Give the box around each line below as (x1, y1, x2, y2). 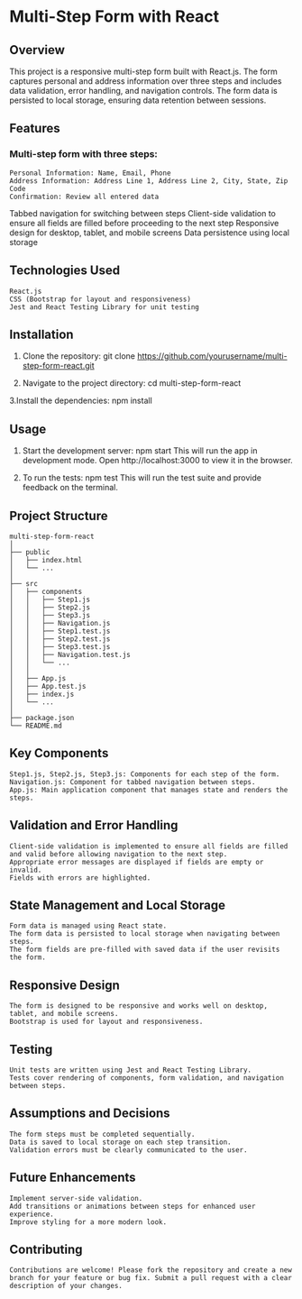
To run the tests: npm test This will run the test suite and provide (22, 472, 261, 483)
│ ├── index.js (9, 690, 75, 699)
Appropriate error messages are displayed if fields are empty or (9, 857, 264, 866)
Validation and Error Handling (9, 818, 178, 833)
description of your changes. (9, 1282, 124, 1291)
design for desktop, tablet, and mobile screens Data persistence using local (9, 227, 290, 238)
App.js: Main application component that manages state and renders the (9, 785, 288, 794)
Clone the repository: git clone (22, 351, 135, 361)
